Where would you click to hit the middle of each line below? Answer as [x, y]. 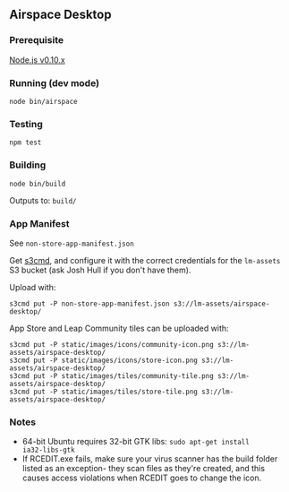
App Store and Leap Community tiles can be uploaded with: [119, 328]
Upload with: [33, 287]
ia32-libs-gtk [48, 450]
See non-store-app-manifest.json [72, 243]
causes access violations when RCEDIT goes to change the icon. [142, 478]
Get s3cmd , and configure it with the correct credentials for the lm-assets [145, 260]
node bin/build [38, 184]
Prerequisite [37, 40]
